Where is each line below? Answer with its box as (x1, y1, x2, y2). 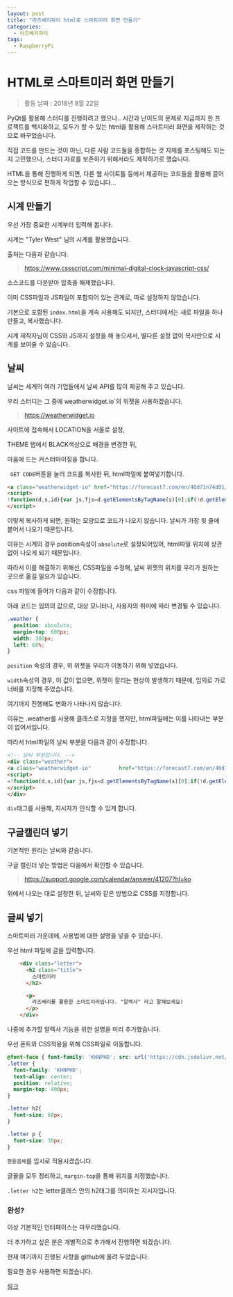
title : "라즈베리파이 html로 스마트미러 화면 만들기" (7, 17, 141, 24)
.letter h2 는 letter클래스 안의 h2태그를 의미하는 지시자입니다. (7, 1186, 177, 1195)
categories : (7, 23, 42, 30)
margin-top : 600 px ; (13, 628, 70, 636)
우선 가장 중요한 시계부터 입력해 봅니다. (7, 220, 113, 228)
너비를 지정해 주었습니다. (7, 685, 74, 693)
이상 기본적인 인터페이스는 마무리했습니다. (7, 1223, 121, 1231)
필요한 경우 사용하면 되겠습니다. (7, 1267, 93, 1275)
